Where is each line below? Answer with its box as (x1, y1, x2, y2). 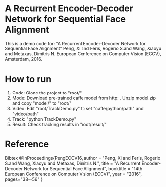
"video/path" (12, 111, 39, 117)
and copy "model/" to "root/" (12, 100, 72, 106)
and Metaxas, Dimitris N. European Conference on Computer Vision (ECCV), (5, 50, 162, 57)
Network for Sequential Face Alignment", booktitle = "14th (24, 165, 143, 171)
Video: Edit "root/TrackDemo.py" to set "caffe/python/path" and (12, 105, 144, 111)
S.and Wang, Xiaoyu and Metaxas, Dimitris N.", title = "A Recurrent (5, 160, 141, 166)
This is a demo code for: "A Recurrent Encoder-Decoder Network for (5, 40, 146, 46)
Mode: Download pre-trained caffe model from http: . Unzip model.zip (12, 95, 156, 101)
